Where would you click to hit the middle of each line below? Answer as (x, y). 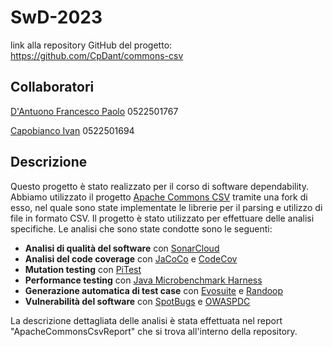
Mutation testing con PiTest (83, 269)
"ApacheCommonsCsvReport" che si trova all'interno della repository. (154, 331)
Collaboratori (52, 87)
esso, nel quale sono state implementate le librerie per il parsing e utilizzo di (166, 207)
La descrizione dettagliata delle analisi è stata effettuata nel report (146, 320)
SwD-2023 (56, 17)
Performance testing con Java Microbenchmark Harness (143, 280)
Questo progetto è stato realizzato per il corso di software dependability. (160, 186)
